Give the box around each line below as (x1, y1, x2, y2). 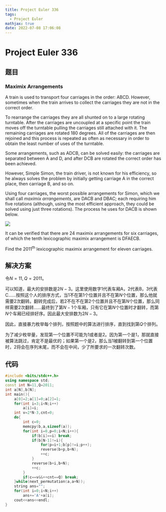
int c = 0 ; (23, 419, 41, 424)
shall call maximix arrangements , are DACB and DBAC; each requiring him (5, 196, 157, 201)
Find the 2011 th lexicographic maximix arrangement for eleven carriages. (5, 245, 153, 252)
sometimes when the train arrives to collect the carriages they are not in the (5, 99, 160, 105)
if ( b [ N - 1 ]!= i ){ (31, 438, 63, 443)
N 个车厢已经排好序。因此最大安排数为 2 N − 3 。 (5, 311, 101, 317)
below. (5, 211, 19, 217)
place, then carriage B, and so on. (5, 181, 74, 186)
